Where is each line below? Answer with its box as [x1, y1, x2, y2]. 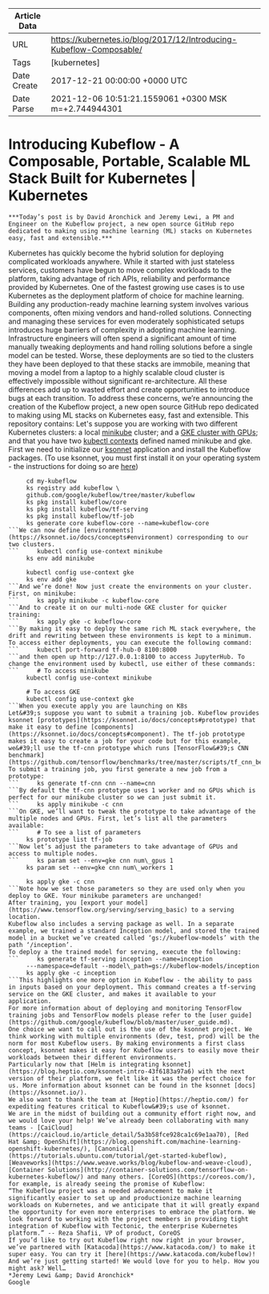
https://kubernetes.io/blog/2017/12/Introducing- [50, 34, 238, 45]
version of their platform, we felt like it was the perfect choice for [8, 1074, 256, 1083]
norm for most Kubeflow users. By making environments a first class [8, 1039, 246, 1047]
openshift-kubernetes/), [8, 1145, 91, 1153]
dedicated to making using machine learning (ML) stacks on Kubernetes [8, 227, 252, 235]
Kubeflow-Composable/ [50, 44, 143, 55]
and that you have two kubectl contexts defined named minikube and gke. [8, 435, 253, 445]
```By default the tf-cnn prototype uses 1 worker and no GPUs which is [8, 786, 256, 794]
